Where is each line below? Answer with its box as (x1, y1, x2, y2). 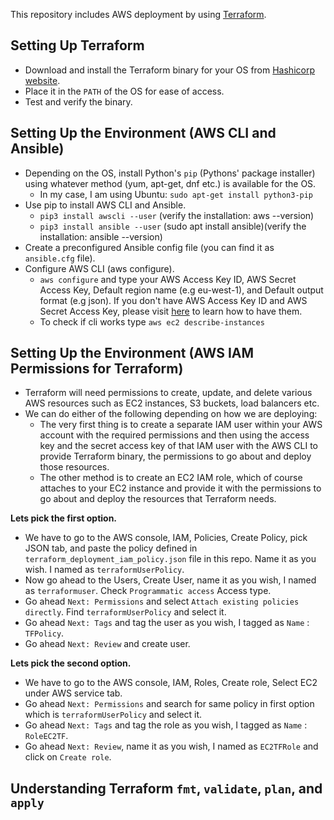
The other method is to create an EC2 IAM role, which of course (39, 472, 303, 484)
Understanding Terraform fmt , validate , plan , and (10, 780, 323, 797)
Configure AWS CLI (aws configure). (24, 262, 175, 274)
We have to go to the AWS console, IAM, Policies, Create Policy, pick (24, 532, 308, 544)
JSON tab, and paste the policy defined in (24, 542, 198, 554)
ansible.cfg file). (24, 252, 96, 264)
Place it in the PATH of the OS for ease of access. (24, 85, 225, 97)
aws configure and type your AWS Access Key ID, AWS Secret (39, 273, 297, 285)
